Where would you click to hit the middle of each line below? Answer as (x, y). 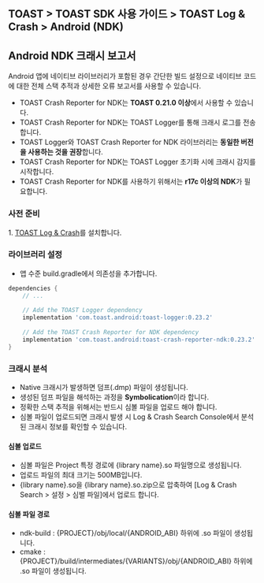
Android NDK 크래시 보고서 (72, 56)
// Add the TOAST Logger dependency (83, 310)
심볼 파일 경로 (29, 514)
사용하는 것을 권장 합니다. (65, 152)
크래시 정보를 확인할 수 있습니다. (78, 426)
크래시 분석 (28, 369)
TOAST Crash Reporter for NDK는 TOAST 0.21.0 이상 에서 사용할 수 (126, 103)
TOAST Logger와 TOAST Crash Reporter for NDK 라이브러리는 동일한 (129, 142)
